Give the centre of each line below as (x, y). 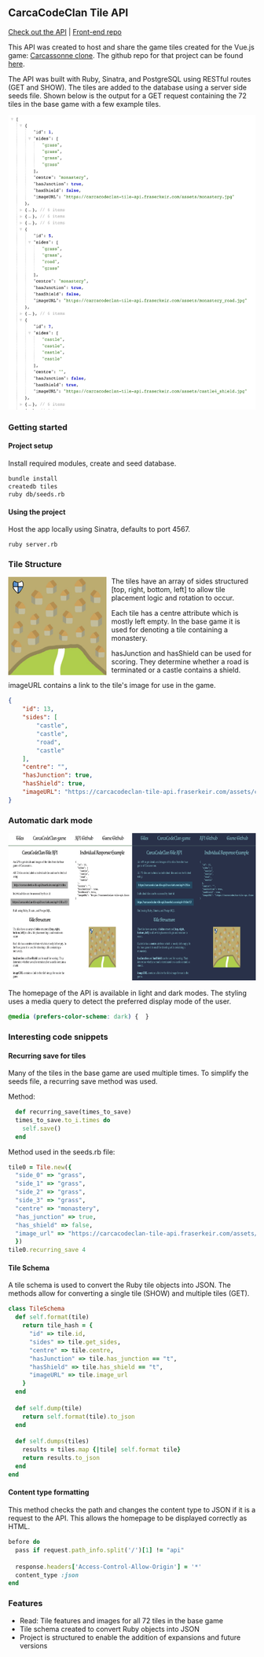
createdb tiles (33, 486)
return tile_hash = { (57, 1326)
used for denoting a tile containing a (170, 630)
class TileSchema (37, 1309)
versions (33, 1645)
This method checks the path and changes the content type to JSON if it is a (132, 1510)
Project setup (31, 446)
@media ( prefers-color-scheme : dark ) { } (79, 1017)
